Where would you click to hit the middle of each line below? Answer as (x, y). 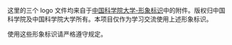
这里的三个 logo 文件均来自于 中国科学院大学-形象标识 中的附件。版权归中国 (116, 10)
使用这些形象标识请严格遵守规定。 (57, 34)
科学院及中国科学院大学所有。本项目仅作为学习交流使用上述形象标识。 (110, 19)
